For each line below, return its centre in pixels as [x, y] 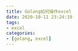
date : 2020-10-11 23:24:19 [39, 17]
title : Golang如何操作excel [39, 11]
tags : [13, 22]
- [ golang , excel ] [29, 39]
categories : [21, 33]
